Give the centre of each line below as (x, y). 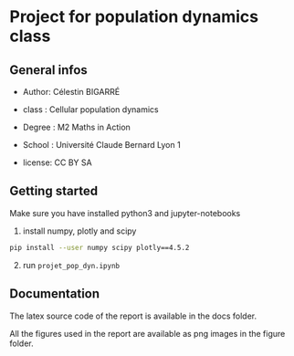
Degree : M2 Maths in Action (76, 127)
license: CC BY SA (58, 162)
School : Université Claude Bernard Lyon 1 (101, 145)
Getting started (54, 191)
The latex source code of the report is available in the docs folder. (133, 316)
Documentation (55, 294)
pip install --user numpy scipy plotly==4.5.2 (100, 247)
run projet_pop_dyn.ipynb (71, 265)
